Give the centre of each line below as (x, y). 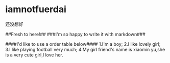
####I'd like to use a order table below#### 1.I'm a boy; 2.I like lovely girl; (83, 44)
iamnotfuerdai (36, 9)
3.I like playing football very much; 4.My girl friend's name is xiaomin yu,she (85, 49)
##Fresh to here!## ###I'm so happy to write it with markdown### (75, 34)
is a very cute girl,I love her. (34, 55)
